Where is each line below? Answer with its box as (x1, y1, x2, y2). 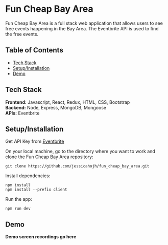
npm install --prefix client (5, 187, 67, 193)
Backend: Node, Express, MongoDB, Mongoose (5, 104, 106, 110)
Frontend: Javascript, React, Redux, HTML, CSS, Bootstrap (5, 99, 130, 105)
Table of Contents (5, 46, 64, 54)
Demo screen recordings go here (5, 234, 77, 240)
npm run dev (5, 206, 31, 211)
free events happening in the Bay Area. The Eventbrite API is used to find (5, 25, 159, 31)
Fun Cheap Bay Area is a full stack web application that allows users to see (5, 20, 163, 26)
